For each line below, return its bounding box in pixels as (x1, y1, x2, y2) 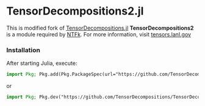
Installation (6, 45, 41, 54)
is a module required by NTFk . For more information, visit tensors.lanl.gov (6, 30, 191, 38)
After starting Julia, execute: (6, 59, 77, 67)
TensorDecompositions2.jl (6, 4, 144, 18)
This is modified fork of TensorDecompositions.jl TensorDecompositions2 (6, 24, 194, 31)
